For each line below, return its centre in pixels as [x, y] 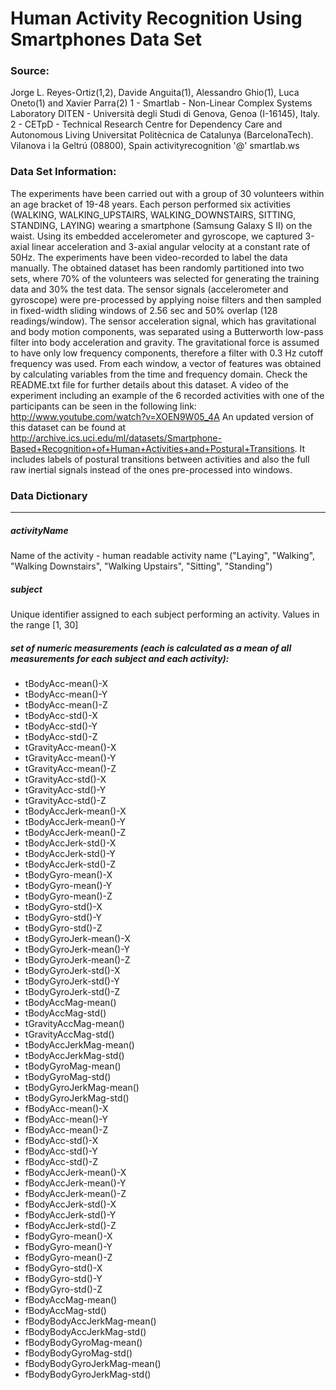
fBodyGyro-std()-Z [63, 1289]
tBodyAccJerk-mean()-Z [75, 832]
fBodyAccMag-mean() [71, 1299]
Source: [30, 71]
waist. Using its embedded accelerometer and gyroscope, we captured [156, 236]
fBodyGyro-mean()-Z [68, 1257]
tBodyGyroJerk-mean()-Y [77, 949]
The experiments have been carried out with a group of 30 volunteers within [167, 193]
